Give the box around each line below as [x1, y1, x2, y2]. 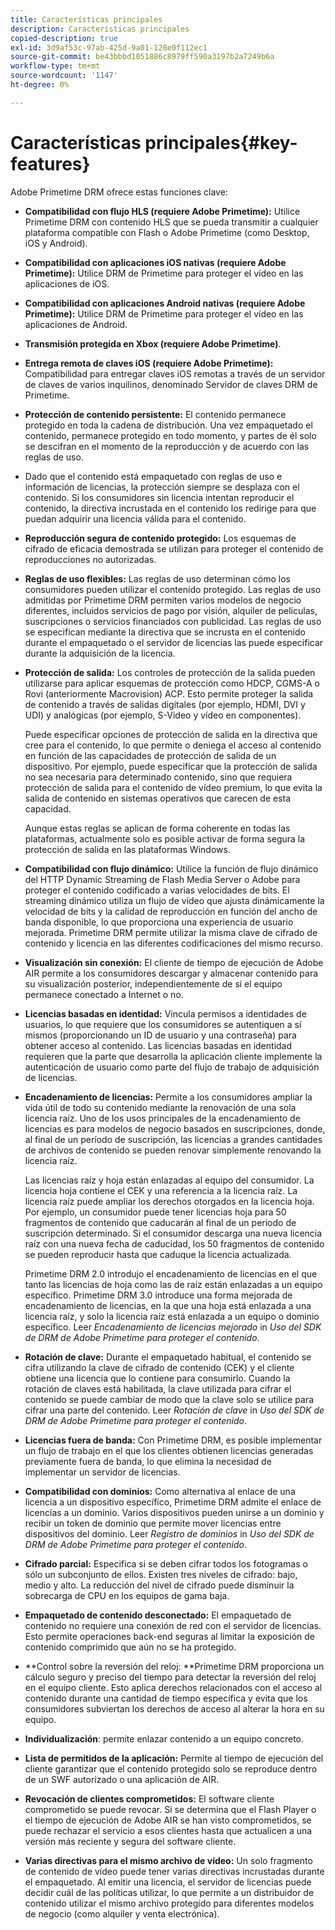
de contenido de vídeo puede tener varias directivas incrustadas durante [24, 1865, 325, 1877]
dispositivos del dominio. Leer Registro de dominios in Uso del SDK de [24, 1527, 315, 1540]
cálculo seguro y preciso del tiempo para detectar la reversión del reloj [24, 1671, 317, 1683]
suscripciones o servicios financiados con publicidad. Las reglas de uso [24, 615, 322, 627]
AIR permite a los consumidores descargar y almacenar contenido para [24, 967, 319, 979]
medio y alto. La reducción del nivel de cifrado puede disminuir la [24, 1579, 295, 1591]
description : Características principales [10, 24, 190, 34]
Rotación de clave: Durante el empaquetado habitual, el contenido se [24, 1351, 312, 1363]
